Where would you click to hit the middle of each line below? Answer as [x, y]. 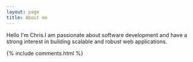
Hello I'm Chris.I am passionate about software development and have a [97, 35]
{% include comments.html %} [45, 53]
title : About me [27, 18]
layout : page [23, 12]
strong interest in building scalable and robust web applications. [87, 41]
